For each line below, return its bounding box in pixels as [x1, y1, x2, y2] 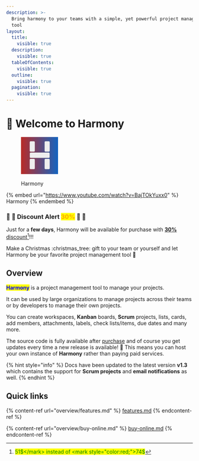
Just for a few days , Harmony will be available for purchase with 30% [6, 226, 177, 233]
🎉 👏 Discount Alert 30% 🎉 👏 [6, 212, 86, 220]
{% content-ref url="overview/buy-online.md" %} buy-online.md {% [6, 424, 173, 432]
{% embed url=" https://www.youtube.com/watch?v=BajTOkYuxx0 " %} [6, 191, 179, 199]
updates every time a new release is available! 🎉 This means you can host [6, 344, 187, 351]
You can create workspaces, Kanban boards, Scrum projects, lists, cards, [6, 313, 187, 320]
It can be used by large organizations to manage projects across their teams [6, 295, 192, 302]
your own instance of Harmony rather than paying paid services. [6, 350, 165, 357]
